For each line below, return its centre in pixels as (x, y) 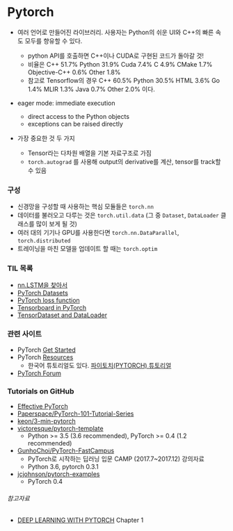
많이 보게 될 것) (57, 224)
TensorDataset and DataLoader (62, 315)
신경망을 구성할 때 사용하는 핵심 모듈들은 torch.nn (86, 206)
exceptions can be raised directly (75, 124)
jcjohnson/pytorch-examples (58, 474)
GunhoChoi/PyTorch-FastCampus (66, 451)
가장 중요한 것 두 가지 (46, 138)
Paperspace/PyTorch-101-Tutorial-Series (75, 414)
